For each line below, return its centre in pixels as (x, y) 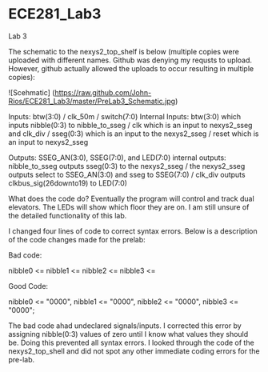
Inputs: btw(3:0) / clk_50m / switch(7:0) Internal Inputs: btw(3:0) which (125, 116)
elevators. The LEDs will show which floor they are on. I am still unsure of (129, 207)
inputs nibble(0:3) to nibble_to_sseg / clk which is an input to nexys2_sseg (130, 125)
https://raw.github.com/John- (103, 92)
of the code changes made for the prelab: (77, 239)
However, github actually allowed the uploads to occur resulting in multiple (131, 68)
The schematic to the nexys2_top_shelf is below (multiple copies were (124, 51)
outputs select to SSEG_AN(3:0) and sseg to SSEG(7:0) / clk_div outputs (127, 174)
